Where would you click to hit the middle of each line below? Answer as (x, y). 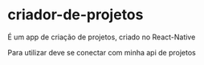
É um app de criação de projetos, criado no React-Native (102, 37)
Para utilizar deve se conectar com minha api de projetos (102, 52)
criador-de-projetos (75, 15)
